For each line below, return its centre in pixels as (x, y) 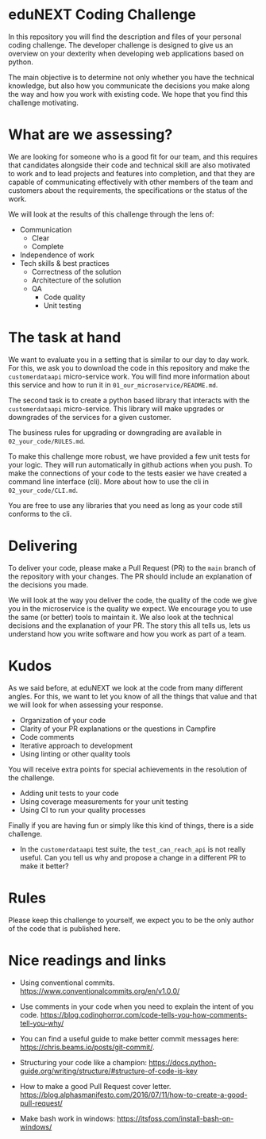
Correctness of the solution (76, 271)
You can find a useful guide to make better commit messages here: (129, 1038)
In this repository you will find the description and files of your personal (125, 37)
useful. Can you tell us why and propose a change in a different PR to (133, 857)
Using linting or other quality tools (75, 754)
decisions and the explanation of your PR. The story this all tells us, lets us (129, 625)
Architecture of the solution (76, 280)
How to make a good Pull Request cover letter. (95, 1086)
